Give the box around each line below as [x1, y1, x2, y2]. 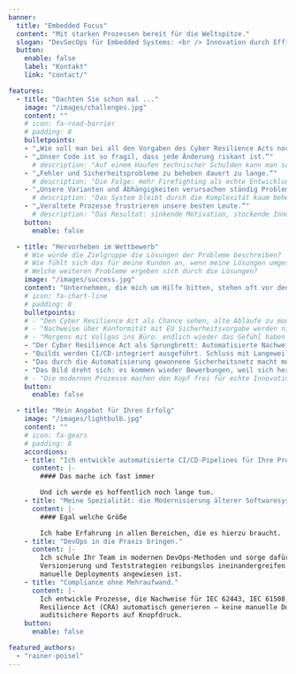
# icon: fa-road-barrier [24, 119, 116, 128]
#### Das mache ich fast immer [40, 472, 156, 481]
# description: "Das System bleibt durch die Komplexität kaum [31, 194, 270, 203]
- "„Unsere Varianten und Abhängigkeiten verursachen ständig [24, 185, 258, 195]
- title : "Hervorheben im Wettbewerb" [16, 242, 160, 251]
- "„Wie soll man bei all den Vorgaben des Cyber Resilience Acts [24, 144, 274, 153]
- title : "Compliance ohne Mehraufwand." [24, 578, 178, 586]
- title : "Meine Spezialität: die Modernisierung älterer [24, 496, 242, 505]
